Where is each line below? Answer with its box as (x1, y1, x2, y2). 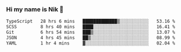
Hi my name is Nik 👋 (6, 5, 64, 13)
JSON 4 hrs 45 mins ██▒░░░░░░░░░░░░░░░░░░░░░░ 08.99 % (6, 34, 176, 40)
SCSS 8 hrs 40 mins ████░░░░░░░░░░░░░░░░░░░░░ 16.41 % (6, 24, 176, 30)
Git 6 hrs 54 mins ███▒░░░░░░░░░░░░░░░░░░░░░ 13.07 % (6, 29, 176, 36)
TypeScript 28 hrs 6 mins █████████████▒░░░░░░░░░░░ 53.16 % (6, 19, 176, 25)
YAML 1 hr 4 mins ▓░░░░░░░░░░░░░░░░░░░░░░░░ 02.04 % (6, 40, 176, 46)
